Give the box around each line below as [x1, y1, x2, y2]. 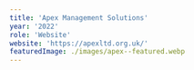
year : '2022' [9, 22, 59, 31]
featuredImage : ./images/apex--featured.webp [9, 47, 185, 56]
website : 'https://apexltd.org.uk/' [9, 38, 148, 48]
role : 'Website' [9, 30, 71, 39]
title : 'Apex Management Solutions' [9, 13, 148, 23]
